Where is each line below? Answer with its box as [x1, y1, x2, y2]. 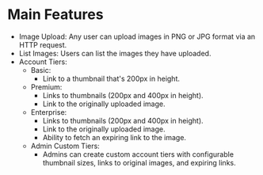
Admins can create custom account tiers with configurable [42, 149, 234, 159]
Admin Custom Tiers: [30, 141, 100, 150]
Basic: [30, 65, 51, 74]
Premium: [30, 82, 63, 92]
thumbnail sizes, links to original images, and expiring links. [42, 158, 236, 167]
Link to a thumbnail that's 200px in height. [42, 74, 180, 83]
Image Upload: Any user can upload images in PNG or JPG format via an [18, 32, 256, 41]
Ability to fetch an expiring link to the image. [42, 132, 187, 142]
